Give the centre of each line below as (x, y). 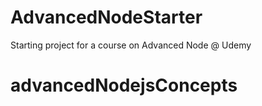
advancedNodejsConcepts (124, 85)
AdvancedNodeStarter (106, 17)
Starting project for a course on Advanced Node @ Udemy (131, 45)
